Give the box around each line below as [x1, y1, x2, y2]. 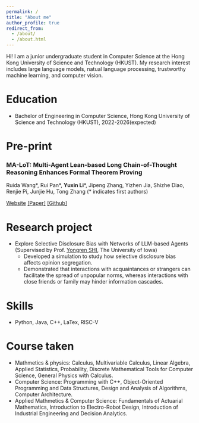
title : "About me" [6, 14, 52, 20]
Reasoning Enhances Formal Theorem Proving [6, 168, 143, 176]
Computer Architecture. [14, 391, 73, 398]
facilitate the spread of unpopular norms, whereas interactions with [23, 272, 188, 279]
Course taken [6, 340, 74, 353]
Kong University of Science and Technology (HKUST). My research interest [6, 59, 191, 66]
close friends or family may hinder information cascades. [23, 278, 163, 285]
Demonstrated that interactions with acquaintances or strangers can [23, 266, 191, 273]
